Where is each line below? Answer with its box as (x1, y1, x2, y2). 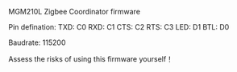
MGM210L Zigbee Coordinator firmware (8, 7, 141, 16)
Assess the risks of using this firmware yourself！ (8, 54, 173, 63)
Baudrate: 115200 (8, 38, 66, 47)
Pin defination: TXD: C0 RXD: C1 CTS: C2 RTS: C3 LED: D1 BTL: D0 (8, 22, 230, 31)
